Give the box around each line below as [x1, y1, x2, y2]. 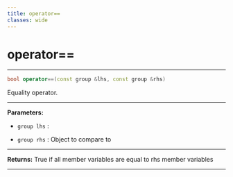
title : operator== [7, 10, 60, 17]
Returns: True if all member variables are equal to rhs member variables [7, 155, 214, 164]
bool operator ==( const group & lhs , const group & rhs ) [7, 76, 166, 83]
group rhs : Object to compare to [17, 135, 112, 144]
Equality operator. [7, 88, 58, 97]
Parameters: [7, 108, 44, 117]
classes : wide [7, 17, 49, 24]
